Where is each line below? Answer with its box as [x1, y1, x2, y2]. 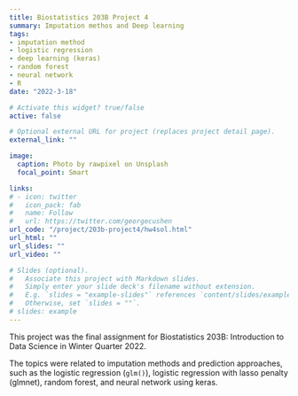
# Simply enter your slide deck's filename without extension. [9, 283, 255, 291]
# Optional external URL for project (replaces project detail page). [9, 128, 276, 136]
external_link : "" [9, 136, 77, 144]
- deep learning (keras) [9, 54, 101, 63]
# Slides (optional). [9, 266, 90, 275]
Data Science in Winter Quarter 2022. [9, 340, 146, 351]
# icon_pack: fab [9, 200, 82, 209]
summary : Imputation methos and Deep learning [9, 21, 184, 30]
